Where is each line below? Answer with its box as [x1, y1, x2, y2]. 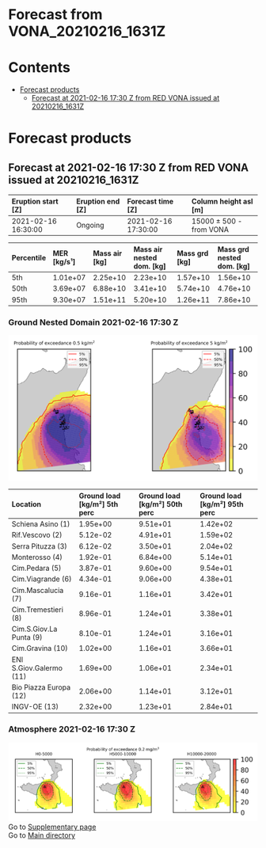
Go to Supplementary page [8, 822, 97, 832]
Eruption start [11, 196, 59, 206]
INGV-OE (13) [11, 702, 59, 711]
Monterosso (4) [11, 552, 63, 561]
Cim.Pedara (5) [11, 564, 62, 572]
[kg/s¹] [52, 257, 76, 267]
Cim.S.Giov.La [11, 624, 58, 633]
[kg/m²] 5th [78, 499, 119, 508]
